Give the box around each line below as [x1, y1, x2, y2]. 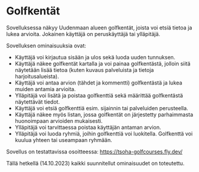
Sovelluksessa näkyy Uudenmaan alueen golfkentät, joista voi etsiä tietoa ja [6, 24, 192, 31]
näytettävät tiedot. [14, 98, 60, 105]
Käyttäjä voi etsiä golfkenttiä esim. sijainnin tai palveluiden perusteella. [14, 104, 188, 111]
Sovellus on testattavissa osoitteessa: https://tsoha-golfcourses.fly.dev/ [6, 148, 183, 155]
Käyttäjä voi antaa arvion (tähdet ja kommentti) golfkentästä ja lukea [14, 79, 182, 86]
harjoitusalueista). [14, 73, 59, 80]
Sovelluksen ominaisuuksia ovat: [6, 42, 87, 49]
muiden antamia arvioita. [14, 85, 76, 92]
